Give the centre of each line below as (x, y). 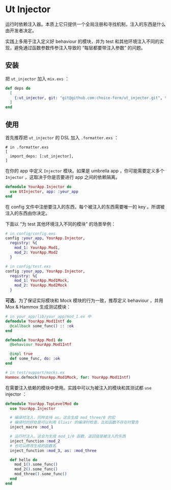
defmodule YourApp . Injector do (38, 187)
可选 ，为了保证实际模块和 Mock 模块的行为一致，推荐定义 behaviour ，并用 (84, 301)
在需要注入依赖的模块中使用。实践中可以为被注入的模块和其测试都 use (78, 388)
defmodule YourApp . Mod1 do (34, 340)
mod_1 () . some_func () (36, 465)
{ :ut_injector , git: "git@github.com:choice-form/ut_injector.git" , (89, 98)
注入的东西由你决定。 (27, 213)
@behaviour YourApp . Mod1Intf (41, 345)
